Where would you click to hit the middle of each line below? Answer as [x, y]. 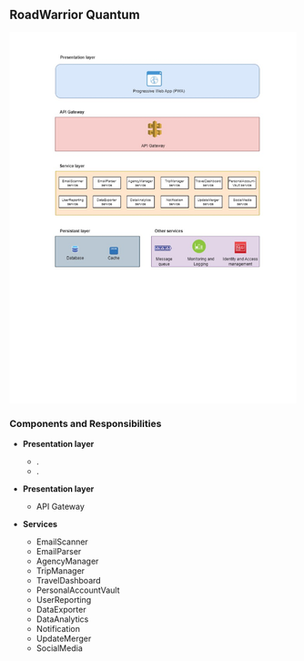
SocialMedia [60, 648]
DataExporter [61, 609]
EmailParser [59, 551]
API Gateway [60, 506]
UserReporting [64, 599]
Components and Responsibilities [86, 424]
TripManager [60, 570]
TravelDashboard [69, 580]
